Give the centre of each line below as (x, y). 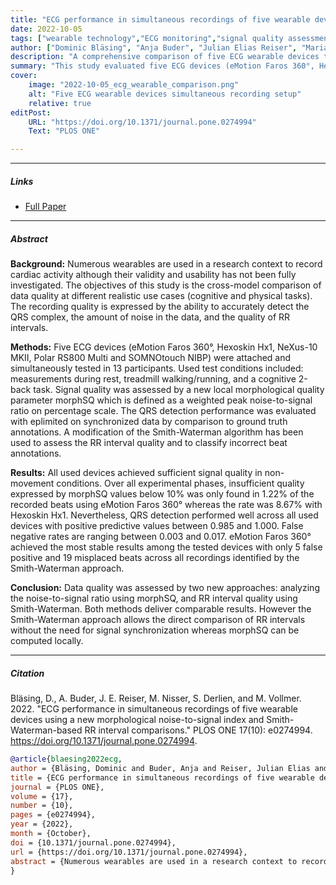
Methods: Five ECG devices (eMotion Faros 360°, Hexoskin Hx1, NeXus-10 (164, 347)
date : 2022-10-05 (46, 29)
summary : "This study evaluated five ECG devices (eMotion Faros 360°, (162, 66)
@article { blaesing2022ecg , (66, 759)
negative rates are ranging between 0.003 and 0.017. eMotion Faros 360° (161, 537)
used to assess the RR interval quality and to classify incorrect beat (149, 443)
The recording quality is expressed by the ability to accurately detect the (160, 307)
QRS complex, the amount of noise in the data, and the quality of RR (150, 317)
